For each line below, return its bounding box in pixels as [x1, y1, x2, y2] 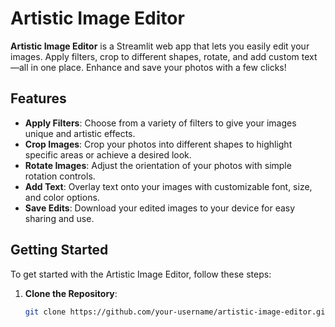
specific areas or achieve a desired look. [24, 148, 192, 161]
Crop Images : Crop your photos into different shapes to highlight [24, 138, 293, 150]
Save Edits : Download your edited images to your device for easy [24, 202, 296, 214]
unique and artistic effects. [24, 127, 136, 139]
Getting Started [10, 242, 109, 259]
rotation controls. [24, 170, 96, 182]
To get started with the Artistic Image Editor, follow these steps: [10, 268, 272, 280]
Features [10, 90, 67, 107]
